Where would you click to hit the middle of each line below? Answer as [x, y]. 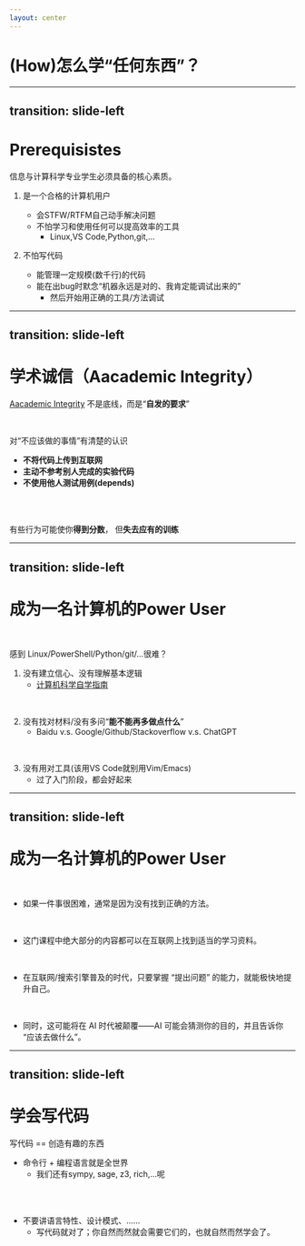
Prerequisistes [65, 150]
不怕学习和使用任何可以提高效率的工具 [108, 226]
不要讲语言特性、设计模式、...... [81, 1221]
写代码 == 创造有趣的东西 [57, 1143]
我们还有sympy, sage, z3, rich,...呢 [100, 1174]
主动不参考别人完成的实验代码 [78, 472]
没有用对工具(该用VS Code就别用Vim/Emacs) [107, 768]
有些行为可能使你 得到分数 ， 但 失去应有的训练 [94, 529]
